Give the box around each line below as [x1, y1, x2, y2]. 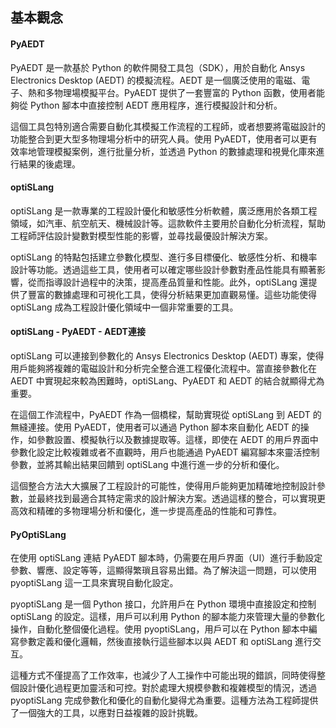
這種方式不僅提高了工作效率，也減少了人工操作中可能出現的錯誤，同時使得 [10, 669, 317, 682]
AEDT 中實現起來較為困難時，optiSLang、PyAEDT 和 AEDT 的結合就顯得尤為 [10, 375, 325, 387]
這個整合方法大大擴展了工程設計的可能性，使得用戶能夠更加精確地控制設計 [10, 480, 317, 492]
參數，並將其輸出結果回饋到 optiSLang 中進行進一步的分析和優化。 [10, 459, 285, 470]
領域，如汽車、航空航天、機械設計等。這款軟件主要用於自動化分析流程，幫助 [10, 217, 326, 229]
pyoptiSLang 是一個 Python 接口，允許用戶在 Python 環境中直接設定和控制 [10, 598, 317, 610]
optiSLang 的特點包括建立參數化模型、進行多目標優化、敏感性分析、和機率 [10, 251, 318, 263]
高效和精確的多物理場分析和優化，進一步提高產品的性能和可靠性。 [10, 505, 282, 517]
